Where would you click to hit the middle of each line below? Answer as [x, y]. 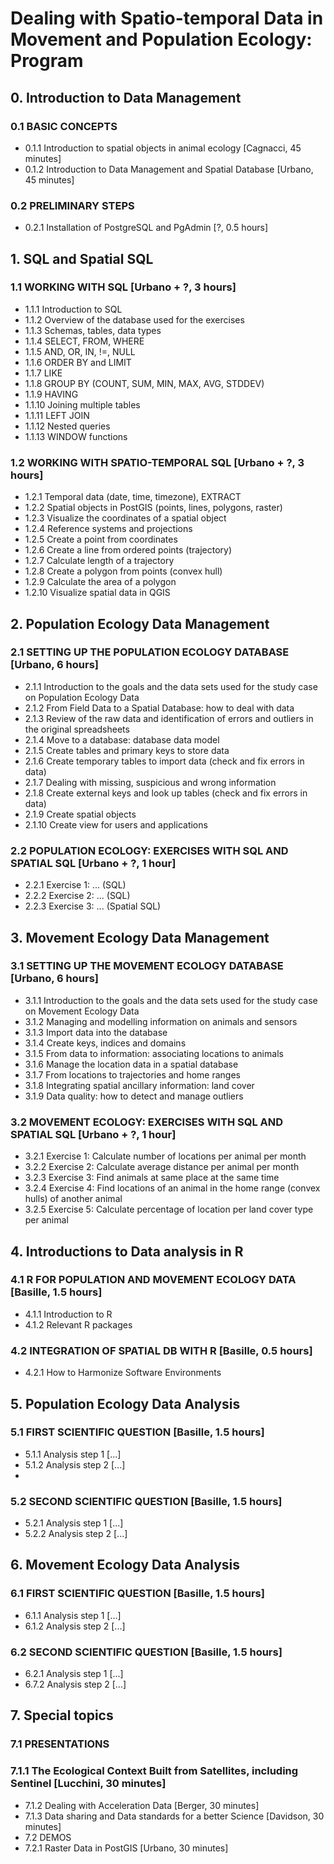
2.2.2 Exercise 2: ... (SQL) [77, 896]
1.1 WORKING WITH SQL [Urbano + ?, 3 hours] [123, 287]
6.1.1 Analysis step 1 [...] [73, 1615]
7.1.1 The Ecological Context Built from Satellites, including [154, 1771]
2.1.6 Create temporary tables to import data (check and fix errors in [164, 761]
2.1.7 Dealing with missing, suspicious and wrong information [150, 782]
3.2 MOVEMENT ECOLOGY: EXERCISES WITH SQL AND [147, 1122]
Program [47, 61]
